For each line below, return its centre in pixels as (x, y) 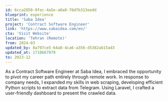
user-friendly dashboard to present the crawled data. (61, 93)
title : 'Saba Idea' (26, 19)
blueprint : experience (29, 15)
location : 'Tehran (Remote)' (36, 39)
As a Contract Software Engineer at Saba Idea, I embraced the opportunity (83, 72)
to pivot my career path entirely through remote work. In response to (77, 77)
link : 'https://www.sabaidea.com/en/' (46, 29)
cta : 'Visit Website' (28, 33)
